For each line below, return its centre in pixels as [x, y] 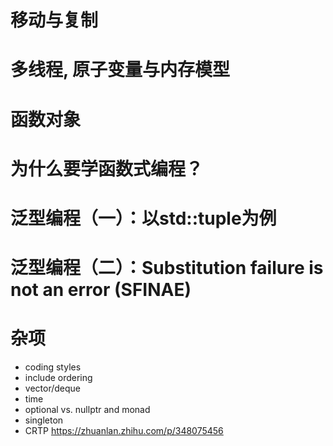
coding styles [53, 367]
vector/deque [52, 388]
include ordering [58, 378]
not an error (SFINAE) [101, 290]
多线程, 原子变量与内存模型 [120, 70]
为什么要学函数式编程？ [107, 168]
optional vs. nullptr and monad [87, 410]
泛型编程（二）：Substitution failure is [167, 268]
